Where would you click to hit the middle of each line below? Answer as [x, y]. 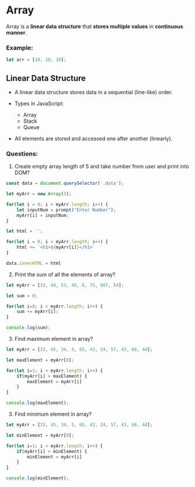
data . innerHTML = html [34, 263]
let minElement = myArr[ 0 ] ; [40, 435]
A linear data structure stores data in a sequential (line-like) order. [93, 92]
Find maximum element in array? [54, 339]
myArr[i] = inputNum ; [43, 215]
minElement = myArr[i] [55, 457]
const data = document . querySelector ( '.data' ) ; [65, 184]
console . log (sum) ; [28, 328]
